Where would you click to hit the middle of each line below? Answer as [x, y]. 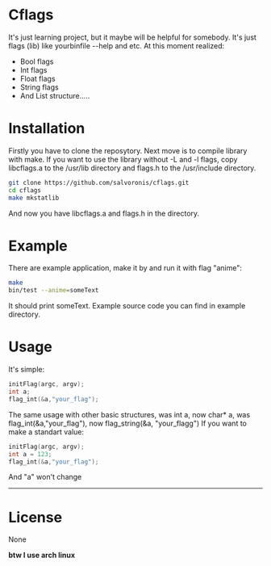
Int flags [33, 69]
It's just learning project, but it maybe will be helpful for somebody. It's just [132, 37]
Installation [47, 129]
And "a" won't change [45, 477]
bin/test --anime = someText [54, 291]
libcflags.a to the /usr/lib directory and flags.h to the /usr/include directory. [132, 168]
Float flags [38, 78]
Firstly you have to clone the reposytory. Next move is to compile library [128, 150]
